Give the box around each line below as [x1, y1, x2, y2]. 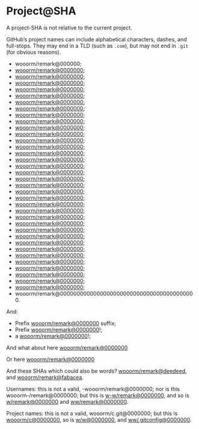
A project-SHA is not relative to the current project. [6, 24, 132, 31]
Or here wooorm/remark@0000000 [6, 356, 95, 363]
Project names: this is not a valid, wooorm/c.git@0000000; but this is [6, 410, 178, 417]
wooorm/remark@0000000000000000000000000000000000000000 [14, 290, 194, 297]
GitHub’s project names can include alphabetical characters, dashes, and [6, 35, 188, 43]
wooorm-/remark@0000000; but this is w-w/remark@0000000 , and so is [6, 392, 189, 399]
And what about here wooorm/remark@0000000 [6, 344, 128, 351]
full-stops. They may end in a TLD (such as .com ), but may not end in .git [6, 42, 189, 49]
